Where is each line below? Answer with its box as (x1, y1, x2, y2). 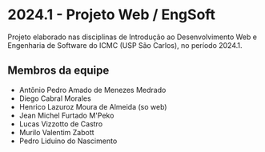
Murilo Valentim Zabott (18, 127, 94, 137)
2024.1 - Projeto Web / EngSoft (7, 6, 216, 24)
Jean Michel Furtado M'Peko (18, 110, 114, 120)
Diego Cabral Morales (18, 94, 91, 103)
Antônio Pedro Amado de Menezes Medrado (18, 85, 167, 94)
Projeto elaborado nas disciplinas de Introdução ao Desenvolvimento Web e (7, 32, 258, 42)
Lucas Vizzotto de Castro (18, 118, 103, 129)
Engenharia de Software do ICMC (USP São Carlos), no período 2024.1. (7, 40, 243, 50)
